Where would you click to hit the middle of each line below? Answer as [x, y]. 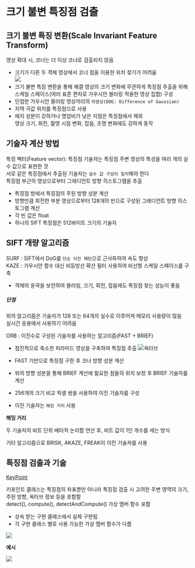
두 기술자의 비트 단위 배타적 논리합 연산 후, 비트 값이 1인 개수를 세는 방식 [88, 430]
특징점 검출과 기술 [36, 463]
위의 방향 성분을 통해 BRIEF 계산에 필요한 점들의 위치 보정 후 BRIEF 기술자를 [101, 373]
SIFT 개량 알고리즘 [37, 243]
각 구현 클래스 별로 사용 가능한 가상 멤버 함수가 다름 [73, 524]
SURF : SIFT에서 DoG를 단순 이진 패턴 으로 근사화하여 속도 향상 [77, 258]
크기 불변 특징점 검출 [52, 12]
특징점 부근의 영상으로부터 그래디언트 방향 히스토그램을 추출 [74, 181]
